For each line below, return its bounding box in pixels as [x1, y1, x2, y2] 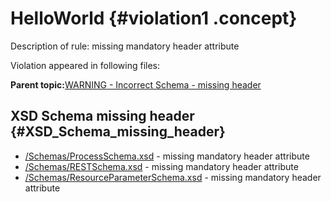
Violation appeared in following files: [10, 59, 161, 71]
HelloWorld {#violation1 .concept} [10, 7, 298, 30]
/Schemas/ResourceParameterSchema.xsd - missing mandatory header [24, 171, 322, 183]
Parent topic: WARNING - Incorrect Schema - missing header [10, 78, 262, 91]
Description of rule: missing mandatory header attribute [10, 40, 240, 52]
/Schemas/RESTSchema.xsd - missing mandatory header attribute [24, 160, 299, 172]
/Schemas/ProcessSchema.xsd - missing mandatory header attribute [24, 150, 310, 162]
